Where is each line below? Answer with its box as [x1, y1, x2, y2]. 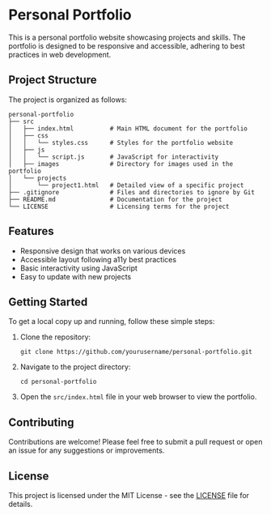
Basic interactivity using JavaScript [19, 263, 138, 273]
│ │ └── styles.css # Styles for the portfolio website [8, 138, 233, 147]
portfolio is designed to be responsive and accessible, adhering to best [8, 40, 245, 50]
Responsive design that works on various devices [19, 245, 186, 256]
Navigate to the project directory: [19, 362, 131, 372]
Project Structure [8, 73, 97, 87]
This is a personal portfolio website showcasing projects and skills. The [8, 32, 246, 42]
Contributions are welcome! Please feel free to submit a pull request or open [8, 437, 263, 447]
